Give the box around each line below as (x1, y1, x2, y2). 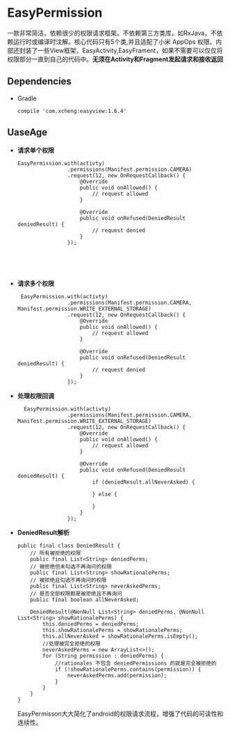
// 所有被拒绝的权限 (30, 549, 81, 557)
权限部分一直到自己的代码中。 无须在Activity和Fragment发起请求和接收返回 (7, 54, 224, 63)
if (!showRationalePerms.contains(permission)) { (54, 665, 202, 673)
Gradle (17, 94, 37, 102)
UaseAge (7, 127, 48, 139)
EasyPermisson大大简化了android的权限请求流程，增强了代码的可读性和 (17, 709, 224, 718)
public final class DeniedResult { (17, 542, 121, 549)
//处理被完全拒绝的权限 (42, 640, 101, 647)
